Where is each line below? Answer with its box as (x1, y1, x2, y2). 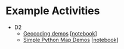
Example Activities (5, 4, 100, 18)
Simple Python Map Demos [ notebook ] (23, 36, 119, 43)
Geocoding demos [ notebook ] (23, 30, 98, 37)
